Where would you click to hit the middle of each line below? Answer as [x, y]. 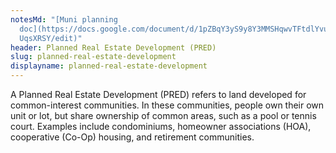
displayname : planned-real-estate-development [109, 66]
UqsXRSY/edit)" [51, 38]
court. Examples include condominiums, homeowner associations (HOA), [161, 126]
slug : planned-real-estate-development [93, 57]
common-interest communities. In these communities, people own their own [167, 105]
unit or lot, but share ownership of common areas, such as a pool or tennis [163, 115]
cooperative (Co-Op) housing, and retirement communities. [132, 137]
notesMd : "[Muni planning [64, 19]
